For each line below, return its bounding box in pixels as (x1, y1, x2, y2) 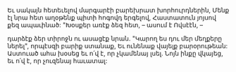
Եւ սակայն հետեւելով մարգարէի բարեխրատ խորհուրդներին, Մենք (7, 6, 230, 14)
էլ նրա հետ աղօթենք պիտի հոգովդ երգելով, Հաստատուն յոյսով (7, 13, 217, 22)
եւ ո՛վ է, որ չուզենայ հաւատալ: (7, 57, 108, 65)
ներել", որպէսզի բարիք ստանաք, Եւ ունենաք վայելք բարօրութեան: (7, 42, 228, 50)
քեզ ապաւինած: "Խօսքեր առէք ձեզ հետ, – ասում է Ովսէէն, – (7, 21, 204, 29)
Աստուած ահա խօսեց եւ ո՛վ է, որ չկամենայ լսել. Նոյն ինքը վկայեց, (7, 49, 223, 57)
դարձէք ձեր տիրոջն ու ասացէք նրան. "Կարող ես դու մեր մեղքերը (7, 34, 223, 43)
